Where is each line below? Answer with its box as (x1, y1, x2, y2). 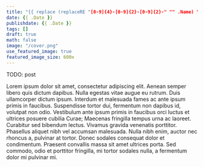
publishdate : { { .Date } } (6, 20, 72, 26)
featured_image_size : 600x (6, 54, 75, 60)
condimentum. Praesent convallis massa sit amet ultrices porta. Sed (6, 140, 176, 148)
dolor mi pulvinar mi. (6, 153, 58, 161)
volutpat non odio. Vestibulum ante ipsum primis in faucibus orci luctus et (6, 108, 190, 115)
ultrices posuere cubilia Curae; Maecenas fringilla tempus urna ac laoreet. (6, 115, 191, 122)
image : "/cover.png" (6, 43, 59, 49)
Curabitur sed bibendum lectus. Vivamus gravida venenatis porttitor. (6, 121, 177, 128)
